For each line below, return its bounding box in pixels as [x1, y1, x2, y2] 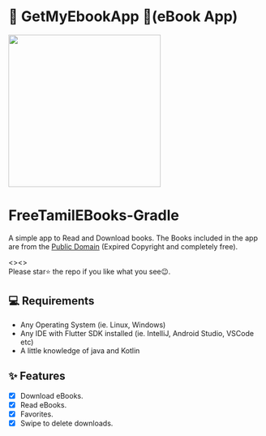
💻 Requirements [8, 294, 95, 308]
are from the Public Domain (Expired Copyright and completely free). [8, 241, 238, 251]
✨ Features [8, 369, 66, 383]
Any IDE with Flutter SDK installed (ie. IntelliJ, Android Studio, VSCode [19, 328, 254, 338]
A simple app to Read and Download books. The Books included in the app [8, 233, 258, 243]
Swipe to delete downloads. [19, 418, 114, 428]
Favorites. [19, 409, 54, 419]
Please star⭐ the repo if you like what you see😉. [8, 266, 171, 276]
